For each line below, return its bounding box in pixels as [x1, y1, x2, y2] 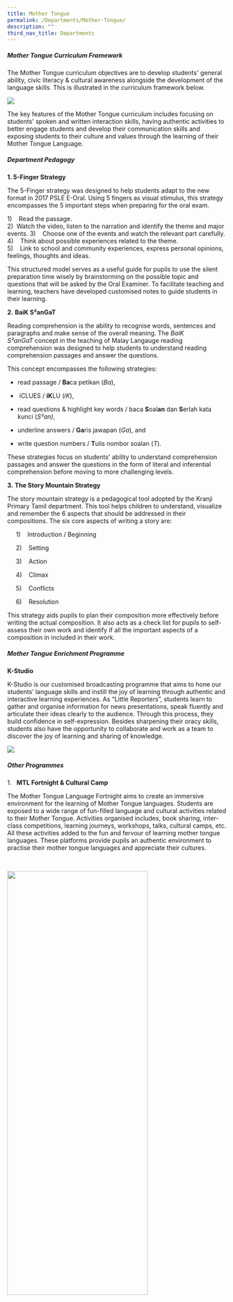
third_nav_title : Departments [7, 29, 95, 37]
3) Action [15, 557, 47, 565]
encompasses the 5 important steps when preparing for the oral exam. [7, 201, 210, 209]
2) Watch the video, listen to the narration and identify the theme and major [7, 222, 225, 230]
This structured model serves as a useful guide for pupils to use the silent [7, 265, 218, 273]
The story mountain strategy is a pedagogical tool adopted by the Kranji [7, 495, 214, 503]
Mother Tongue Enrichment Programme [7, 649, 125, 657]
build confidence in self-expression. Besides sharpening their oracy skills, [7, 717, 219, 725]
